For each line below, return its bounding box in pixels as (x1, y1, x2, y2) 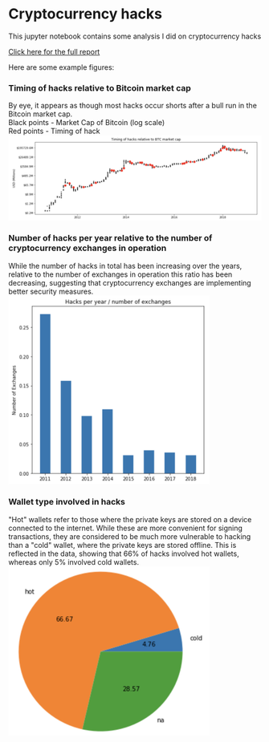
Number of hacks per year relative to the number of (8, 233, 213, 244)
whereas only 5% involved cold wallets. (8, 557, 139, 566)
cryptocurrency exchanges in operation (8, 242, 167, 253)
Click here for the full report (8, 47, 100, 56)
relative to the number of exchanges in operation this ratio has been (8, 270, 233, 279)
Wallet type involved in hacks (8, 497, 126, 508)
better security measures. (8, 286, 94, 296)
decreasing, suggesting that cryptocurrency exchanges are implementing (8, 278, 251, 287)
